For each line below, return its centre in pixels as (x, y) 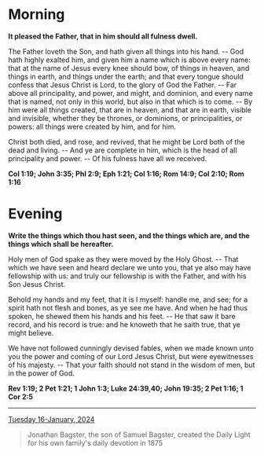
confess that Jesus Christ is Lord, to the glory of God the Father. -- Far (123, 85)
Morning (37, 15)
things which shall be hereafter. (61, 244)
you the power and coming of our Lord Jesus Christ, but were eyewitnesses (131, 356)
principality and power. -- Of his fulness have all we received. (108, 158)
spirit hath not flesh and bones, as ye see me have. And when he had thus (128, 307)
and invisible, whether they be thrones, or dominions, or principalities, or (125, 118)
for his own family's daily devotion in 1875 (95, 442)
